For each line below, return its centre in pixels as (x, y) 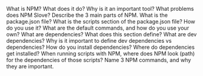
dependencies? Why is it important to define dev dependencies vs (89, 41)
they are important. (30, 66)
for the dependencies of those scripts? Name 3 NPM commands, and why (99, 60)
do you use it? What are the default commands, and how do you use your (98, 28)
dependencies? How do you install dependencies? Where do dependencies (101, 47)
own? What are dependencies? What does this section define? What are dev (101, 34)
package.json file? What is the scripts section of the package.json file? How (101, 21)
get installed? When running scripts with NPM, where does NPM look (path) (101, 53)
